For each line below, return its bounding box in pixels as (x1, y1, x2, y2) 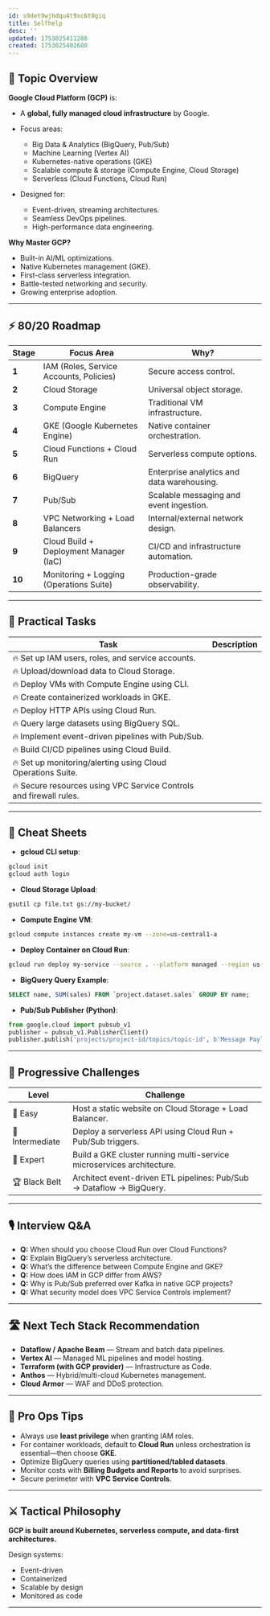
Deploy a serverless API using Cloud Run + (72, 1126, 235, 1137)
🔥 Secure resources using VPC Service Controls (12, 779, 194, 791)
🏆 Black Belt (12, 1176, 62, 1187)
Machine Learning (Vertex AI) (31, 148, 130, 158)
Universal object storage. (148, 384, 243, 395)
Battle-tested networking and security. (19, 278, 148, 288)
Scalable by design (19, 1582, 84, 1593)
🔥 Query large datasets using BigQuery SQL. (12, 718, 181, 729)
